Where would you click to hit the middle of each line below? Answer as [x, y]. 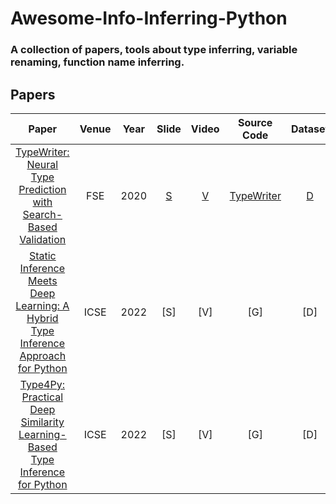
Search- [42, 214]
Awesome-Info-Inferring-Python [149, 18]
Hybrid [42, 318]
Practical [42, 397]
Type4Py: [42, 384]
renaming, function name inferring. [97, 62]
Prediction [42, 189]
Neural [42, 164]
